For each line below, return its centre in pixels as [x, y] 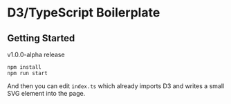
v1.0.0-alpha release [36, 54]
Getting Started [41, 38]
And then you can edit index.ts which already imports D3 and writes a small [116, 86]
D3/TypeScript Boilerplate [84, 13]
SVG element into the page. [46, 93]
